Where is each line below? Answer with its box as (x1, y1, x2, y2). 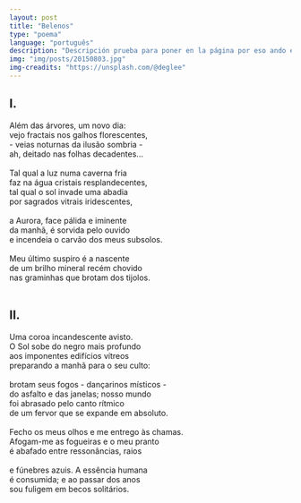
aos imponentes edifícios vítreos (9, 350, 130, 361)
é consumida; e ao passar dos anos (9, 473, 141, 484)
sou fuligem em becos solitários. (9, 483, 130, 494)
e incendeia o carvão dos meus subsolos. (9, 234, 163, 244)
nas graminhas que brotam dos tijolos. (9, 272, 150, 283)
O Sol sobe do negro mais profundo (9, 341, 142, 352)
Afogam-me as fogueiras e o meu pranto (9, 436, 159, 447)
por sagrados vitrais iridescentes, (9, 196, 133, 207)
